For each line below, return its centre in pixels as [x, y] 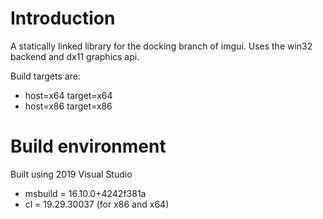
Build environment [88, 146]
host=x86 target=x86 [68, 106]
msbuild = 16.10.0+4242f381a [85, 193]
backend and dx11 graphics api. [75, 56]
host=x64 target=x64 [68, 95]
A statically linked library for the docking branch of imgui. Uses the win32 [161, 46]
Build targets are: [45, 76]
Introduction [63, 18]
